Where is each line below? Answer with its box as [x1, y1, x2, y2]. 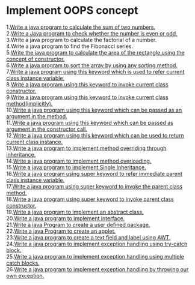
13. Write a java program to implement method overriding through [6, 145, 167, 152]
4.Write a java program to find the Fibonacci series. [6, 43, 134, 50]
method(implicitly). [6, 100, 53, 107]
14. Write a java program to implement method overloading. [6, 157, 152, 164]
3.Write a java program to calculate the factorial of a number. [6, 36, 157, 43]
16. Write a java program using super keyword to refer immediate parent [6, 170, 182, 177]
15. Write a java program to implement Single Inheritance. [6, 163, 146, 171]
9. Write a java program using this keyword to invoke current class [6, 94, 169, 101]
